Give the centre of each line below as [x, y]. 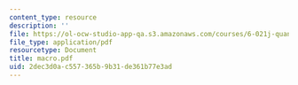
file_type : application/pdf [61, 42]
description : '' [39, 26]
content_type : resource [53, 17]
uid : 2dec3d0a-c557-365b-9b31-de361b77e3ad [91, 67]
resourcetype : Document [53, 50]
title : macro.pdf [41, 58]
